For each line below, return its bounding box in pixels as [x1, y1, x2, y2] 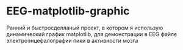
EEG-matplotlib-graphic [6, 4, 130, 18]
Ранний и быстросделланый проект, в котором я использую [6, 24, 163, 31]
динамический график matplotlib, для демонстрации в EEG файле [6, 30, 178, 37]
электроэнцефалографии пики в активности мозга [6, 37, 138, 44]
